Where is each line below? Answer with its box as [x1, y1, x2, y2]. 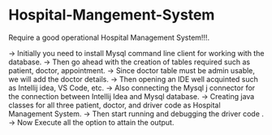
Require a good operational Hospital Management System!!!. [8, 33, 209, 42]
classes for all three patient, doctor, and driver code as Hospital [8, 100, 221, 110]
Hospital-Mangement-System [8, 6, 215, 24]
